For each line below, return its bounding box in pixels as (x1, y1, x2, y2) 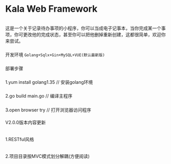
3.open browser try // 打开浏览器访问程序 (5, 107, 92, 113)
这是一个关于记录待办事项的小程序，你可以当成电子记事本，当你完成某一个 (5, 25, 161, 31)
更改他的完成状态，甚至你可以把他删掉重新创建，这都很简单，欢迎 (22, 31, 161, 37)
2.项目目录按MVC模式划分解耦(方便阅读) (5, 153, 90, 159)
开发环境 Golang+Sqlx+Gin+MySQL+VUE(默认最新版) (5, 52, 105, 58)
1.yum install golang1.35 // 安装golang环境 (5, 79, 93, 85)
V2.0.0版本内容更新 (5, 120, 46, 126)
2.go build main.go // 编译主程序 (5, 93, 73, 99)
